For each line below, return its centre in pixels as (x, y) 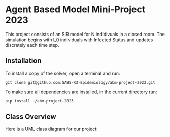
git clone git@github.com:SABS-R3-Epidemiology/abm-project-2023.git (80, 82)
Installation (23, 61)
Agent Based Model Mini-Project (75, 9)
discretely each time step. (32, 45)
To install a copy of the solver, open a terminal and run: (63, 73)
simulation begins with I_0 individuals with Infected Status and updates (79, 40)
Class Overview (31, 117)
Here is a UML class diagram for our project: (52, 129)
